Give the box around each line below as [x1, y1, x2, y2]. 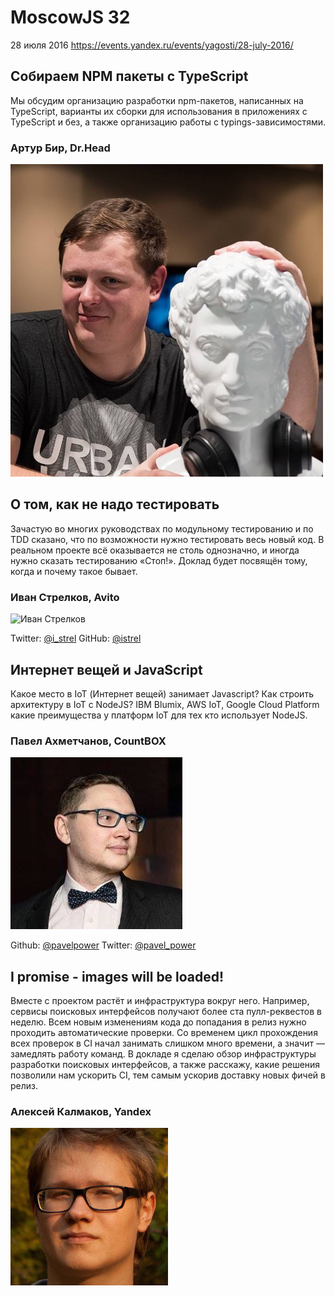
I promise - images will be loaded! [10, 968, 225, 985]
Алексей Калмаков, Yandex [10, 1105, 152, 1118]
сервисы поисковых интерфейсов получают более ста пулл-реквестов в [10, 1006, 322, 1018]
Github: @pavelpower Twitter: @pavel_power [10, 939, 197, 951]
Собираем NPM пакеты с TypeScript [10, 68, 249, 85]
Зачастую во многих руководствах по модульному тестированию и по [10, 522, 314, 535]
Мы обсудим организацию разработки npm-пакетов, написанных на [10, 94, 304, 106]
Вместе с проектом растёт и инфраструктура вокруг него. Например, [10, 995, 310, 1007]
